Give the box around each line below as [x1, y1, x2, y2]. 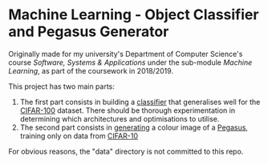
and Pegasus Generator [8, 22, 169, 41]
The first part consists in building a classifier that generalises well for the [19, 97, 261, 106]
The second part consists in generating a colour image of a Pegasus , [19, 122, 249, 132]
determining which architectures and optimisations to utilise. [19, 114, 220, 123]
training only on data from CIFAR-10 [19, 130, 139, 141]
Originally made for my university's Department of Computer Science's [8, 49, 243, 58]
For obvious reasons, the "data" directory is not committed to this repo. [8, 146, 244, 156]
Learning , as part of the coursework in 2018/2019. [8, 66, 174, 75]
